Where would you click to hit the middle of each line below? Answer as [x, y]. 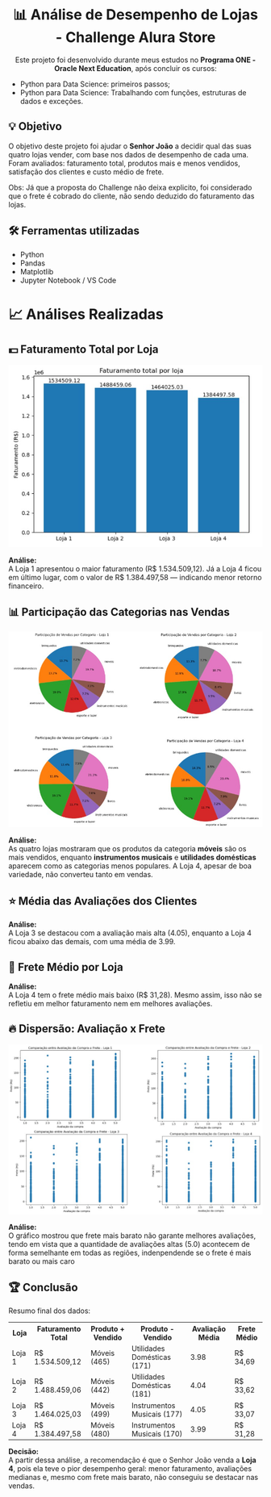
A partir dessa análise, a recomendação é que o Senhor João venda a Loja [132, 1460]
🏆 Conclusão [43, 1287]
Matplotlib [37, 271]
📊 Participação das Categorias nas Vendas [119, 612]
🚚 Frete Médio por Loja [66, 967]
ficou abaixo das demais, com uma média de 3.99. [92, 942]
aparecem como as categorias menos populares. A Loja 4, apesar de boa [130, 866]
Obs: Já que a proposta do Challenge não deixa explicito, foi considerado [130, 187]
